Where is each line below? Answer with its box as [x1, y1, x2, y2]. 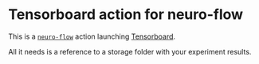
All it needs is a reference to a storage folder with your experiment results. [8, 47, 252, 56]
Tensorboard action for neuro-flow [8, 6, 244, 24]
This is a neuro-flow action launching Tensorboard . [8, 32, 176, 41]
